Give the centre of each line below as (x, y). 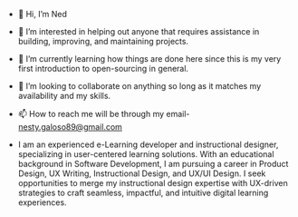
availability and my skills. (64, 96)
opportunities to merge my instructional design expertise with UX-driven (153, 183)
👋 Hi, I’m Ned (43, 14)
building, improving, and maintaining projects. (103, 41)
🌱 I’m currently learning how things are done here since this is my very (149, 59)
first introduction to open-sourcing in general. (103, 69)
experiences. (42, 202)
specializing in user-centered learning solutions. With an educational (146, 154)
